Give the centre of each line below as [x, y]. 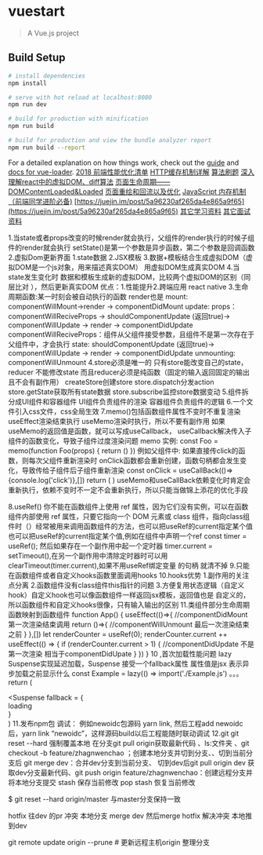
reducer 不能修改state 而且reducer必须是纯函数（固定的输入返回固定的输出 [129, 372]
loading [20, 706]
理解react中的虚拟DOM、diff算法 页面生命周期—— [89, 181]
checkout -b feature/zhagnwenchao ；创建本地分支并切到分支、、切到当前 [127, 753]
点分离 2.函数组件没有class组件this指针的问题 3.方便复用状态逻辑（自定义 [126, 585]
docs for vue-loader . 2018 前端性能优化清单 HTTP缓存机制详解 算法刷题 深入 [131, 172]
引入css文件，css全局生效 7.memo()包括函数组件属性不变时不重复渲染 [128, 411]
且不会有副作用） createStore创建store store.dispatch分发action [111, 382]
